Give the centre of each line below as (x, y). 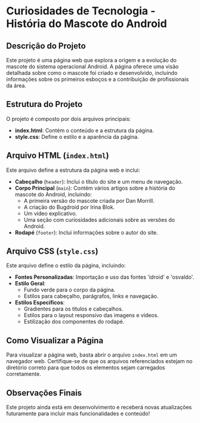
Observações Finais (44, 393)
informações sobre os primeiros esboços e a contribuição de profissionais (98, 79)
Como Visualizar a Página (55, 340)
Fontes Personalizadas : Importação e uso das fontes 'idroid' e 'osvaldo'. (104, 277)
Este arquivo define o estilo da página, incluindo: (66, 266)
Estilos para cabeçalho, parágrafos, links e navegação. (91, 296)
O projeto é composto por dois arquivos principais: (69, 118)
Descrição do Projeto (46, 46)
